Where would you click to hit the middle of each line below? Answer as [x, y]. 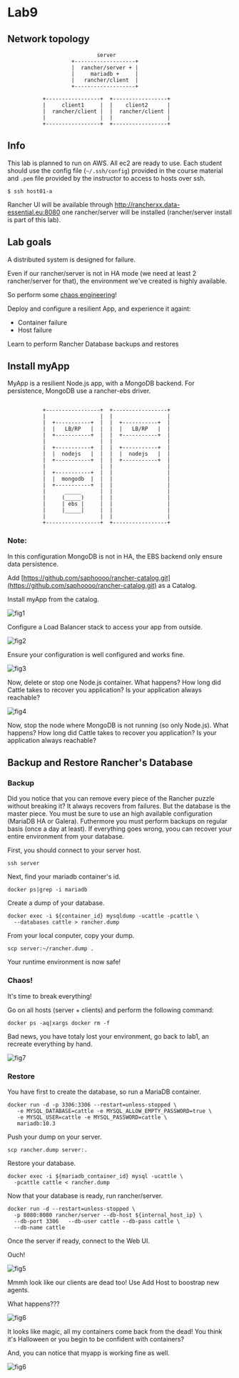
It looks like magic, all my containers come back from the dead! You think [115, 1332]
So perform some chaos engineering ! [62, 294]
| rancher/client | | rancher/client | [107, 111]
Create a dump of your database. [56, 903]
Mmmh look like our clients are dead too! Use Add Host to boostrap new [113, 1282]
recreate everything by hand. [50, 1044]
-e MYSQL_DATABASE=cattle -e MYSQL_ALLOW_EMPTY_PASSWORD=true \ [115, 1112]
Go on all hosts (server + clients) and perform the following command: [111, 1010]
